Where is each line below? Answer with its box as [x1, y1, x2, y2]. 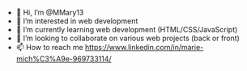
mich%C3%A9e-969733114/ [15, 54, 112, 64]
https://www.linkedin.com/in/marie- [84, 43, 204, 52]
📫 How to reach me [15, 43, 83, 52]
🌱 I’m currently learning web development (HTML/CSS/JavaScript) [15, 25, 238, 34]
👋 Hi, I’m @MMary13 [15, 8, 84, 17]
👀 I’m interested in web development [15, 16, 138, 26]
